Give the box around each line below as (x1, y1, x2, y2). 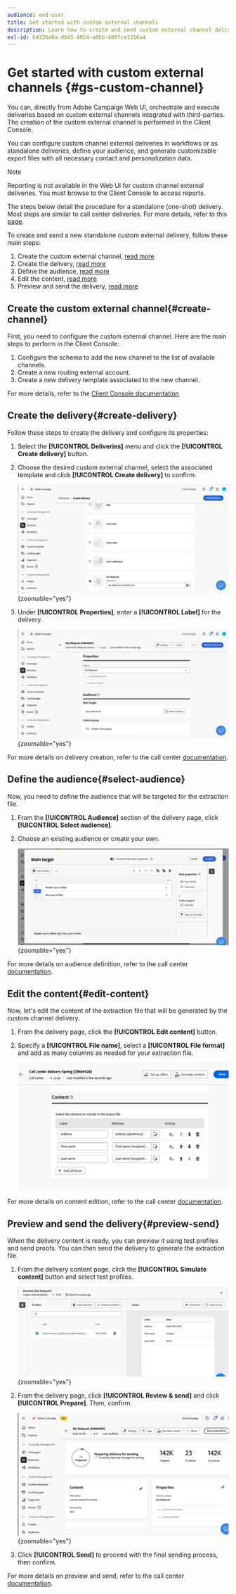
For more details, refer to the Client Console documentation (7, 389, 179, 398)
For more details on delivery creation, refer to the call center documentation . (7, 753, 228, 761)
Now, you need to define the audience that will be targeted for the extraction (7, 792, 228, 800)
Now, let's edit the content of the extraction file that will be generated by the (7, 1006, 228, 1015)
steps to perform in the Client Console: (7, 340, 119, 348)
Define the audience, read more (17, 267, 110, 276)
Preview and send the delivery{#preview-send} (7, 1217, 220, 1229)
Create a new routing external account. (17, 368, 131, 377)
